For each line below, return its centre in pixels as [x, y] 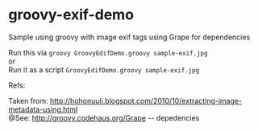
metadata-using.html [43, 109]
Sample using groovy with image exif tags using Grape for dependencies [129, 37]
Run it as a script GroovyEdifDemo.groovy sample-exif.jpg [104, 69]
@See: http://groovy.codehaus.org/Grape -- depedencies [104, 117]
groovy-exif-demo [71, 15]
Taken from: [28, 100]
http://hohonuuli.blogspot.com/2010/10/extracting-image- [146, 100]
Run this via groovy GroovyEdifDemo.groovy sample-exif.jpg [108, 52]
